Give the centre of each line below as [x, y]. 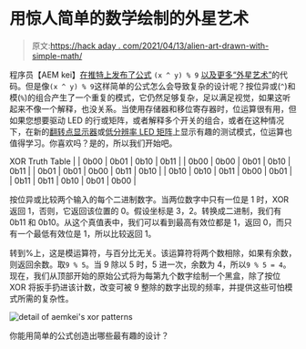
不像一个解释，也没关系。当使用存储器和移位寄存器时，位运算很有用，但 [161, 108]
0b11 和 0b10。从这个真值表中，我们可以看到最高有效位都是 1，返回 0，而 [147, 222]
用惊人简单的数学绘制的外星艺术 [129, 19]
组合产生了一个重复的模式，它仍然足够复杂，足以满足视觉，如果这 [159, 98]
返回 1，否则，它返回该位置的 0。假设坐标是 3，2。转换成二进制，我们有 [146, 210]
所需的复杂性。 [45, 298]
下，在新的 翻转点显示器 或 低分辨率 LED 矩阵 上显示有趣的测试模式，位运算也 [151, 131]
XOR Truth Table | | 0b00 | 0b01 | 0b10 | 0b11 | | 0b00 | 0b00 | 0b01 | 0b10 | [150, 161]
